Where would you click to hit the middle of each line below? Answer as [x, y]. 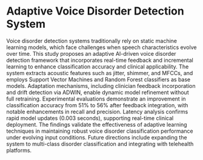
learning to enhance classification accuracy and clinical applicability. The [98, 66]
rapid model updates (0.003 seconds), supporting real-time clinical [90, 118]
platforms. [19, 150]
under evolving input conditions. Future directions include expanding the [97, 137]
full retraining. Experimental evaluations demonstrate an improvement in [96, 99]
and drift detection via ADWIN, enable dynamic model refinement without [98, 92]
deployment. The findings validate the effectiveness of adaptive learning [97, 124]
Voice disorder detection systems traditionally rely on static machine [92, 41]
